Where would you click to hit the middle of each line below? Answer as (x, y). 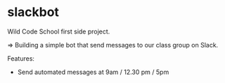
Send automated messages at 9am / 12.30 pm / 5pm (93, 72)
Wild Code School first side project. (59, 31)
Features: (21, 58)
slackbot (33, 12)
